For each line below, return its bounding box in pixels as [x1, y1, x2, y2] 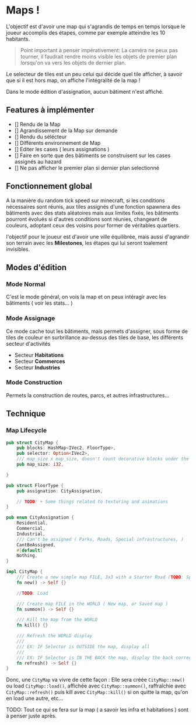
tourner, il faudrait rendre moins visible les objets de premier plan [20, 53, 177, 60]
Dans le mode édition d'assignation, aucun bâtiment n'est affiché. [6, 88, 164, 95]
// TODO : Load [16, 590, 48, 596]
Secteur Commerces [14, 358, 65, 365]
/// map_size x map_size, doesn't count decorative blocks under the [16, 456, 190, 462]
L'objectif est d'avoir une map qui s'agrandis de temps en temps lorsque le [6, 23, 185, 30]
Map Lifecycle [6, 426, 47, 434]
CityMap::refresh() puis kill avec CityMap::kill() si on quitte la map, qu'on [6, 689, 188, 696]
